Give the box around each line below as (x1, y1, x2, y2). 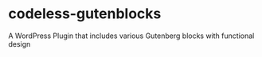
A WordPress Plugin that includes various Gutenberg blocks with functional (8, 31, 255, 40)
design (8, 39, 31, 48)
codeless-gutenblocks (8, 5, 162, 23)
